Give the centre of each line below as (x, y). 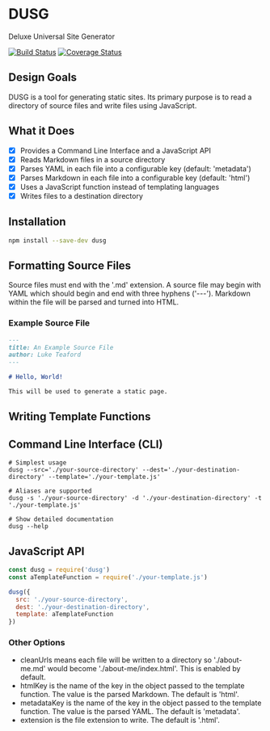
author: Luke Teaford (45, 355)
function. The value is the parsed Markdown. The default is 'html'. (130, 695)
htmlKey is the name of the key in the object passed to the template (132, 686)
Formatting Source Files (70, 266)
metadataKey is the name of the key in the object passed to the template (141, 703)
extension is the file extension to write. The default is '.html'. (120, 720)
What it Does (42, 131)
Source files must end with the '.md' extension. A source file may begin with (135, 285)
